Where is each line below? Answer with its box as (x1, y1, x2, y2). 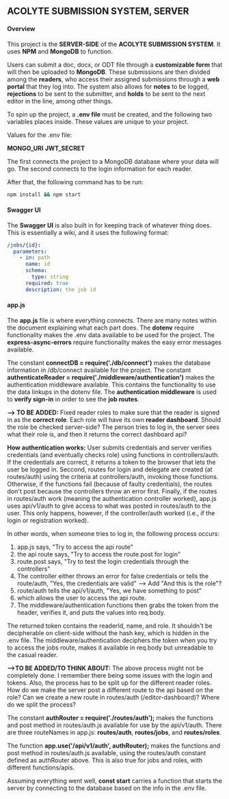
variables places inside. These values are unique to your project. (7, 117, 189, 125)
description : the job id (25, 286, 96, 293)
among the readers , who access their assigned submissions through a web (7, 75, 220, 83)
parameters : (13, 248, 48, 255)
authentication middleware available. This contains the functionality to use (7, 380, 217, 389)
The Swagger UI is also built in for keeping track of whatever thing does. (7, 221, 212, 229)
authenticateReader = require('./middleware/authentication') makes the (7, 373, 215, 381)
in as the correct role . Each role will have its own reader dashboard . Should (7, 415, 221, 423)
